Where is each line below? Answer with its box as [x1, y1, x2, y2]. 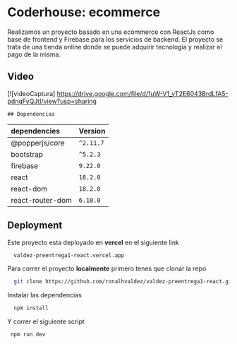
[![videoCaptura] [7, 89, 56, 97]
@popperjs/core [11, 138, 65, 148]
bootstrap [11, 149, 44, 159]
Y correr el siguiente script [7, 317, 85, 326]
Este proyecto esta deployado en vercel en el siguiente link [7, 238, 180, 247]
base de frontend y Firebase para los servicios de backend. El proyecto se [7, 35, 224, 43]
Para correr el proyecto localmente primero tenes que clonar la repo [7, 264, 207, 273]
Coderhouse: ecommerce [7, 4, 161, 20]
